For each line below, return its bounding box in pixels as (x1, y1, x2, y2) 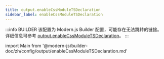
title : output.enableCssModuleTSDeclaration (5, 7, 101, 12)
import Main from (5, 42, 42, 48)
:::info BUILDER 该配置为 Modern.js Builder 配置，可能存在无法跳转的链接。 (5, 26, 162, 32)
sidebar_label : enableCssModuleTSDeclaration (5, 12, 103, 17)
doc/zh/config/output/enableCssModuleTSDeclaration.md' (5, 48, 128, 54)
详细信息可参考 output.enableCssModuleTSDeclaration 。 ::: (5, 32, 129, 38)
